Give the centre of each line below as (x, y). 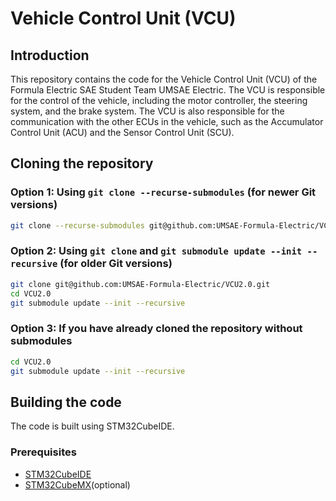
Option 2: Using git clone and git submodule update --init (156, 251)
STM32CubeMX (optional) (77, 484)
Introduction (50, 55)
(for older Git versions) (116, 264)
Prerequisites (43, 452)
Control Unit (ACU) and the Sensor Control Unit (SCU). (122, 132)
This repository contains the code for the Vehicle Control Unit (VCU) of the (164, 79)
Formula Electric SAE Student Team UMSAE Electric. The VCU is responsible (168, 90)
